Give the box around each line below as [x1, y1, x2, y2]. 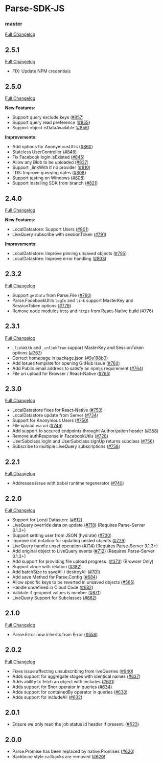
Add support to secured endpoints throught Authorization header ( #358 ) [12, 428, 159, 434]
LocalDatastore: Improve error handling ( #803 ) [12, 255, 107, 261]
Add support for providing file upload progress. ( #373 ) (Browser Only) [12, 558, 154, 564]
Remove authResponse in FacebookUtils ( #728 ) [12, 433, 109, 439]
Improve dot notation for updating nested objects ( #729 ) [12, 537, 126, 543]
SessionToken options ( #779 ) [12, 302, 71, 308]
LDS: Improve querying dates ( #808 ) [12, 170, 87, 176]
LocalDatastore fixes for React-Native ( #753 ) [12, 407, 103, 413]
